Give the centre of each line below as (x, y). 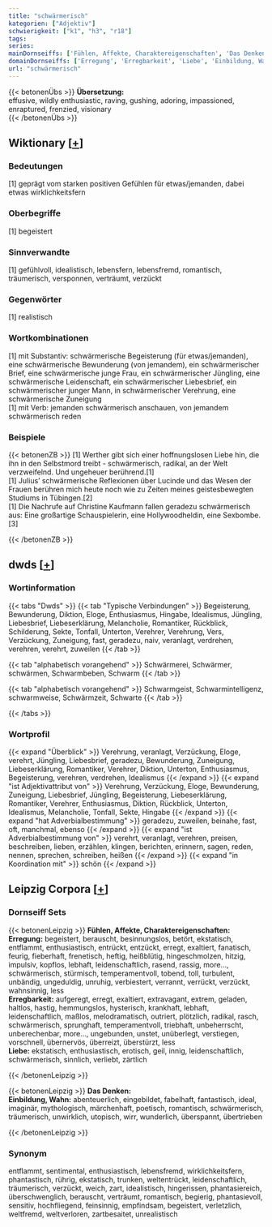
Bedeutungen (36, 166)
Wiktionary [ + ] (46, 143)
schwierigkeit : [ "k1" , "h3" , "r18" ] (70, 31)
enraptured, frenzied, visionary (60, 109)
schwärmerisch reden (45, 416)
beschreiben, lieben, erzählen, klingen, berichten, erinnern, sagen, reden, (131, 846)
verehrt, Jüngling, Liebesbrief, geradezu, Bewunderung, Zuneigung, (121, 760)
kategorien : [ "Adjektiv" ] (52, 24)
